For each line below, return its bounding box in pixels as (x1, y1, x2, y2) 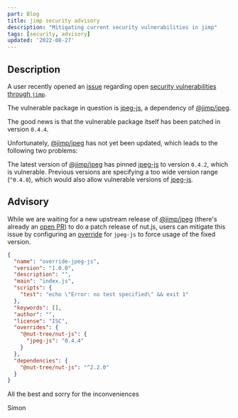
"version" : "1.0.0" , (13, 264, 75, 271)
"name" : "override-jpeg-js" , (13, 258, 100, 265)
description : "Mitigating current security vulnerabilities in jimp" (7, 23, 218, 31)
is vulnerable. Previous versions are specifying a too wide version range (7, 167, 218, 176)
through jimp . (7, 90, 48, 98)
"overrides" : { (13, 324, 59, 331)
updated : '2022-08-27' (7, 37, 75, 44)
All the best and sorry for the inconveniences (7, 390, 140, 399)
